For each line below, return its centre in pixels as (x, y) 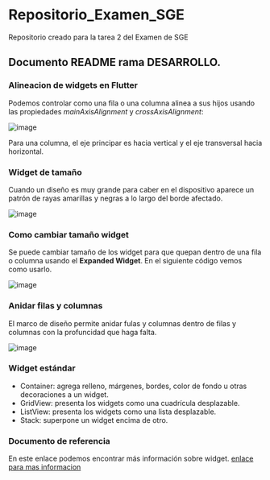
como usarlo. (30, 269)
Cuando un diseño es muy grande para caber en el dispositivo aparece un (131, 189)
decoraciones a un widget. (64, 394)
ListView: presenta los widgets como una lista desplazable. (118, 412)
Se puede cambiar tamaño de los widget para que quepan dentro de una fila (135, 252)
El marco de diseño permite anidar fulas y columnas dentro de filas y (122, 323)
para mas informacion (45, 467)
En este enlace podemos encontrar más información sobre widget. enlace (131, 459)
